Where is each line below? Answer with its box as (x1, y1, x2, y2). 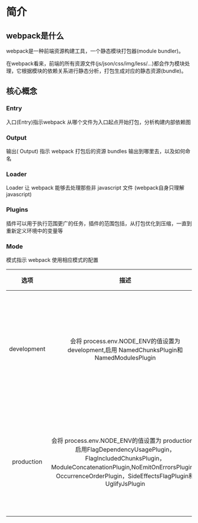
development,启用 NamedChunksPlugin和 (67, 346, 183, 354)
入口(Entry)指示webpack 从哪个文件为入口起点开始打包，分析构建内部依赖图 (6, 119, 191, 126)
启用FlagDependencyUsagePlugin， (75, 445, 176, 453)
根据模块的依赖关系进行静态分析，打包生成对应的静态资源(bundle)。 (21, 67, 187, 74)
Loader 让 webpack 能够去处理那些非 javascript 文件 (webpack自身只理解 (6, 184, 184, 192)
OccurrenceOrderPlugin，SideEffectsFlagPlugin (55, 472, 189, 480)
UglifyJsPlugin (105, 479, 146, 488)
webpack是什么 (6, 31, 64, 41)
